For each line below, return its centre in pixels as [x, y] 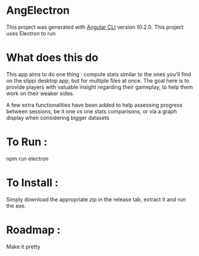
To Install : [32, 183]
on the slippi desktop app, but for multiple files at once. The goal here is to [98, 80]
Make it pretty [23, 246]
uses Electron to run [31, 33]
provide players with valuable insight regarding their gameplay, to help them [99, 87]
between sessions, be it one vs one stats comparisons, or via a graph [92, 111]
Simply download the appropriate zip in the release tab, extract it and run [96, 199]
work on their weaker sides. [40, 93]
